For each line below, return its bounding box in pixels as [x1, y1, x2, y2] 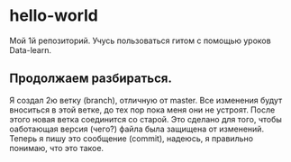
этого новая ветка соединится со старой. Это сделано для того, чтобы [9, 113, 282, 124]
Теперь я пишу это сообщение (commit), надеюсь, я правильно [9, 132, 254, 144]
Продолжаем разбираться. [9, 71, 173, 86]
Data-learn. [9, 44, 52, 55]
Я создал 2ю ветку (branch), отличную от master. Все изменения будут [9, 94, 283, 105]
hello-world [9, 5, 99, 26]
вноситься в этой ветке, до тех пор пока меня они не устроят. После [9, 104, 276, 115]
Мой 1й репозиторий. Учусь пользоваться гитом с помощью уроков [9, 35, 272, 46]
